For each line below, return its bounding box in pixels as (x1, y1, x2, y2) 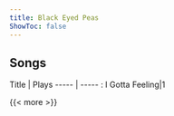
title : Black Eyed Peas (9, 13, 100, 23)
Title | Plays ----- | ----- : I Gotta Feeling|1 (9, 79, 166, 91)
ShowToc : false (9, 22, 67, 31)
